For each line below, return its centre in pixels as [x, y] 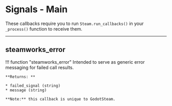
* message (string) [26, 90]
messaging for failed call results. [40, 67]
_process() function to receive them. [44, 29]
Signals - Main [37, 9]
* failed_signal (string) [33, 86]
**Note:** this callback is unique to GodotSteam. [60, 99]
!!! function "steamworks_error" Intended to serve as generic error [75, 62]
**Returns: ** [20, 77]
